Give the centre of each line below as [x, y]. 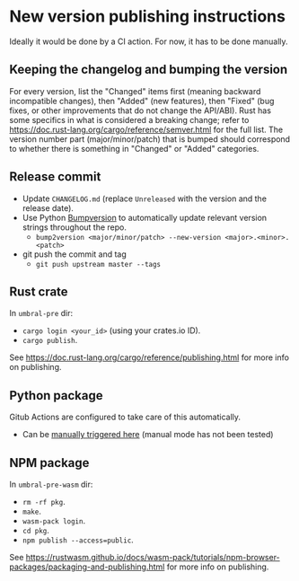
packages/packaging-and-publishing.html [87, 567]
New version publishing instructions [147, 17]
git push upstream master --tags [98, 264]
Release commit [55, 177]
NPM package [49, 463]
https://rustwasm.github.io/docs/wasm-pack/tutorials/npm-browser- [153, 557]
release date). [48, 207]
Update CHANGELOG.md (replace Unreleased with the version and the [145, 198]
